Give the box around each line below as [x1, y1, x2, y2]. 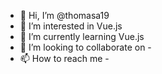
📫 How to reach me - [19, 53, 110, 64]
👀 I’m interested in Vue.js [19, 20, 123, 32]
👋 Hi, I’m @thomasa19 [19, 10, 110, 21]
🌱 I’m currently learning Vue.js [19, 31, 145, 42]
